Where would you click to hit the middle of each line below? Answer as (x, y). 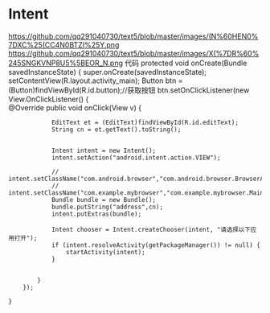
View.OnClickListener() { (49, 99)
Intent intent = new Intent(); (104, 150)
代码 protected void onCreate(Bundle (186, 63)
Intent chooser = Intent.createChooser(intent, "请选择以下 (151, 229)
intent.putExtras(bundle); (96, 214)
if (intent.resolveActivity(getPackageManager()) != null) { (156, 245)
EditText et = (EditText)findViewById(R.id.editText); (145, 122)
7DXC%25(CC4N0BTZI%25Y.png (64, 44)
